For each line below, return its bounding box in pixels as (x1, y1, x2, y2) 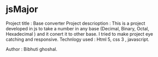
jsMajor (6, 4, 38, 15)
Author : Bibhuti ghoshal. (6, 46, 58, 52)
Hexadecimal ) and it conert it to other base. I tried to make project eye (6, 31, 153, 37)
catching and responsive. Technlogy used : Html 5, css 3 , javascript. (6, 36, 150, 42)
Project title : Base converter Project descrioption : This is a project (6, 20, 146, 26)
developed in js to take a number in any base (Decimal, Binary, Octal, (6, 25, 149, 31)
